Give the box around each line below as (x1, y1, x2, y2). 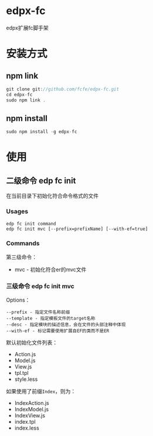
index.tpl (14, 418, 36, 425)
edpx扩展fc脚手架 (6, 24, 49, 31)
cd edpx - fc (6, 92, 33, 97)
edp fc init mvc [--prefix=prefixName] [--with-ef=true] (6, 226, 148, 232)
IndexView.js (14, 412, 46, 419)
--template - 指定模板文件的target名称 (6, 316, 96, 322)
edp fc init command (6, 221, 57, 227)
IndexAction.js (14, 400, 49, 407)
